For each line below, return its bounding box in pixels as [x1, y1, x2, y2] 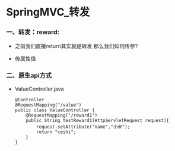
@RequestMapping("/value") [14, 102, 82, 108]
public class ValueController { [14, 107, 95, 113]
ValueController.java [14, 85, 64, 92]
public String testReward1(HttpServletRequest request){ [26, 117, 170, 123]
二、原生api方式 [6, 72, 52, 80]
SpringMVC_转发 [6, 5, 90, 19]
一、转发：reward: [6, 28, 59, 36]
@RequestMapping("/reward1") [26, 112, 98, 118]
